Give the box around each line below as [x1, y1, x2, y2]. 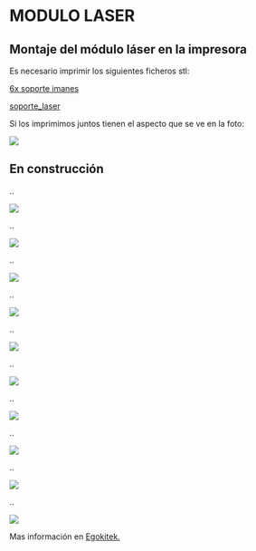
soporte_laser [9, 101, 61, 111]
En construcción [9, 161, 104, 177]
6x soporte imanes [9, 83, 80, 93]
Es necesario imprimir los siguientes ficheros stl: [9, 65, 190, 76]
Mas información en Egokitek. [9, 531, 120, 542]
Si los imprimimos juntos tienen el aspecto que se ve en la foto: [9, 119, 244, 129]
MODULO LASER [9, 5, 136, 26]
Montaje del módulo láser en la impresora [9, 42, 247, 57]
